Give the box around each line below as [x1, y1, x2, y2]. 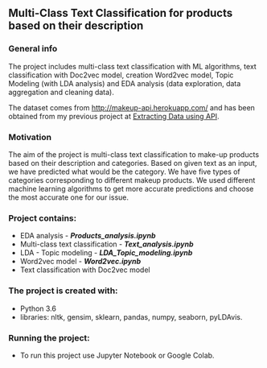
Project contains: [8, 213, 77, 224]
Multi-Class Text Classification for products [8, 6, 233, 20]
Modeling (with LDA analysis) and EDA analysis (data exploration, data [8, 78, 241, 88]
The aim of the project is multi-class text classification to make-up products [8, 149, 260, 159]
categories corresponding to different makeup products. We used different [8, 175, 256, 184]
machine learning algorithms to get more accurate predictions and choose [8, 184, 254, 193]
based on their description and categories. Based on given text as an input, [8, 158, 257, 167]
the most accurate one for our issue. [8, 192, 129, 202]
